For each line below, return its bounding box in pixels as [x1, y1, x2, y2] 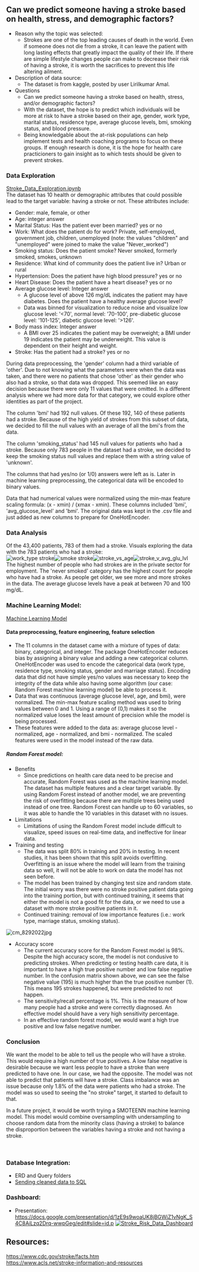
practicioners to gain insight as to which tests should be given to [23, 150, 182, 157]
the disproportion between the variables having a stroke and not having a [6, 1126, 185, 1133]
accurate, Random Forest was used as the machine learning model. [23, 777, 189, 785]
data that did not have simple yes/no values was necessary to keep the [14, 673, 189, 680]
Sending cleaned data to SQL [14, 1178, 87, 1186]
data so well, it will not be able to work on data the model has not [23, 866, 183, 873]
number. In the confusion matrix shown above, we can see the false [23, 972, 189, 979]
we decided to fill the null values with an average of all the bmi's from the [6, 422, 185, 430]
